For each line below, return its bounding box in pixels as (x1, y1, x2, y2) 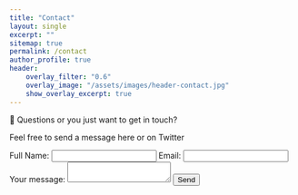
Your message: (9, 173, 66, 184)
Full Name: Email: (9, 150, 182, 161)
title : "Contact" (9, 13, 75, 23)
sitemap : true (9, 38, 64, 48)
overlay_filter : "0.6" (25, 73, 112, 82)
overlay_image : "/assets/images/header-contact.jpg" (25, 81, 230, 90)
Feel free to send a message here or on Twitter (9, 132, 184, 142)
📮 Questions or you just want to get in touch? (9, 114, 178, 125)
